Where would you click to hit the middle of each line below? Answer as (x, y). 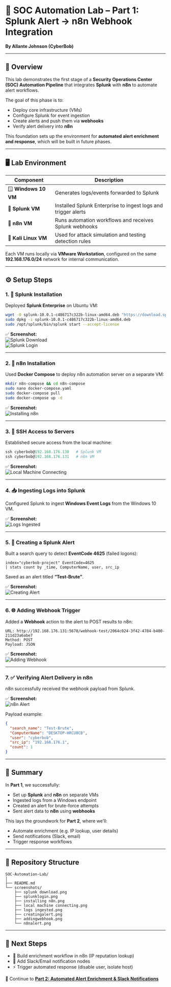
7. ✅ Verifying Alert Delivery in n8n (49, 677)
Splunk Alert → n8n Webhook (69, 21)
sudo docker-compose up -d (34, 398)
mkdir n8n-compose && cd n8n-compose (45, 384)
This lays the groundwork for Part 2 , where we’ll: (56, 821)
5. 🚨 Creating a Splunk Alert (40, 542)
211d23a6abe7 (19, 635)
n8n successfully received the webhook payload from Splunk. (70, 689)
